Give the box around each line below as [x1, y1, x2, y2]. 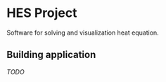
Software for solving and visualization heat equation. [6, 28, 159, 37]
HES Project [6, 5, 77, 21]
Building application [6, 49, 96, 61]
